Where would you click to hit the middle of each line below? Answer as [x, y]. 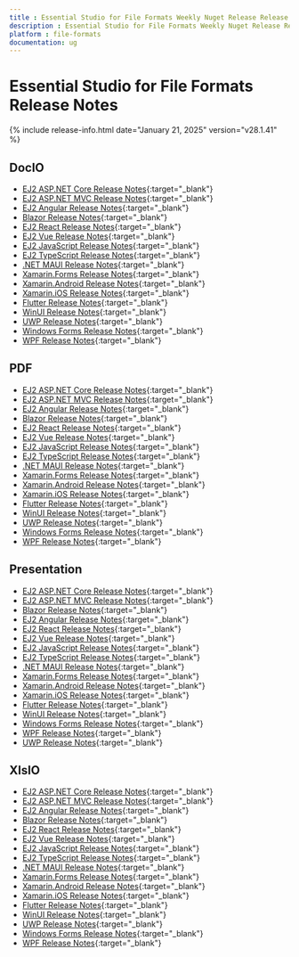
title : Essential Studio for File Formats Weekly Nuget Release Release [149, 17]
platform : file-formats [55, 34]
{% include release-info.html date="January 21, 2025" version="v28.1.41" [143, 130]
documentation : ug [43, 42]
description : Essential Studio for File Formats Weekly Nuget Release [145, 26]
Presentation [46, 570]
